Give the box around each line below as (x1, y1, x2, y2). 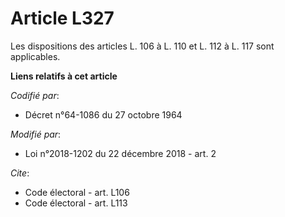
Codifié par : (10, 89, 60, 101)
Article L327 (10, 7, 115, 30)
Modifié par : (10, 128, 62, 140)
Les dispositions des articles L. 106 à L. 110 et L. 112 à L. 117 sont (10, 40, 275, 52)
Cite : (10, 167, 30, 179)
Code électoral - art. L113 (24, 197, 128, 209)
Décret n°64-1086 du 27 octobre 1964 (24, 108, 183, 121)
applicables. (10, 50, 61, 62)
